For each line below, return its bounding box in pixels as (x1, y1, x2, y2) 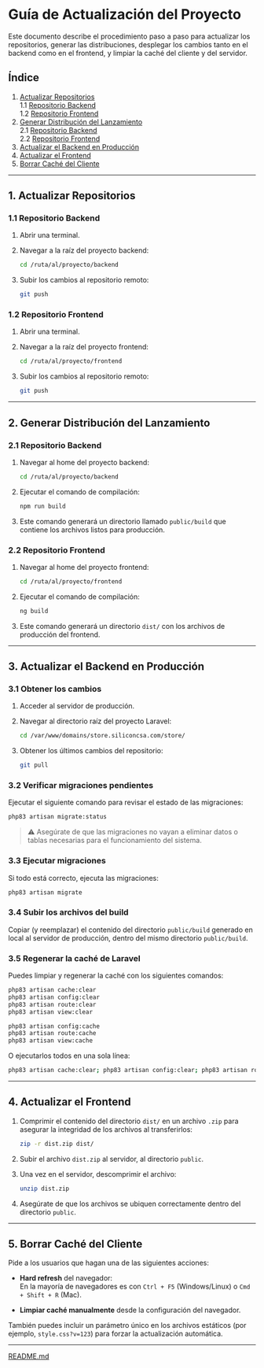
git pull (19, 761, 49, 769)
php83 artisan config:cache (8, 1022, 101, 1030)
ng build (19, 607, 49, 615)
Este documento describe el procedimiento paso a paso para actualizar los (8, 31, 251, 41)
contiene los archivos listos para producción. (19, 525, 165, 534)
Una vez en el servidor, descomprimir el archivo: (19, 1169, 177, 1178)
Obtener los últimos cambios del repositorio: (19, 746, 163, 756)
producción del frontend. (19, 630, 101, 639)
